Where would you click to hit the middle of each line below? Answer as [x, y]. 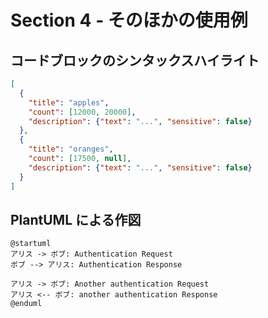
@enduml [26, 304]
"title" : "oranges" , [71, 149]
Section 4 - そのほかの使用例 [129, 20]
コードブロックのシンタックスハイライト [135, 60]
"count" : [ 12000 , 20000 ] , [82, 112]
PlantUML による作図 [76, 219]
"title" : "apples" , [69, 102]
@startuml [31, 244]
